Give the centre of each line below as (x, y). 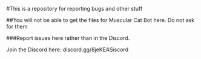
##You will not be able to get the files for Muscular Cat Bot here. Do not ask (100, 20)
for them (17, 27)
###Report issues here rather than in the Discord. (68, 38)
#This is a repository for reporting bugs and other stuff (74, 9)
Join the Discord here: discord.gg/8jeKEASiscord (68, 49)
